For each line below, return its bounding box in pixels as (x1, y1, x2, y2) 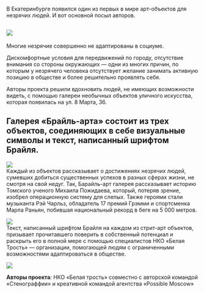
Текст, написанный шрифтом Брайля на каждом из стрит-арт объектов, (6, 224, 194, 231)
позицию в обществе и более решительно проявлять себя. (6, 73, 161, 81)
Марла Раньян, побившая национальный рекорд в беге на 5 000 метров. (6, 206, 197, 213)
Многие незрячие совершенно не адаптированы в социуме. (6, 42, 164, 50)
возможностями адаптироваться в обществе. (6, 250, 126, 258)
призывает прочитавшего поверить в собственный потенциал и (6, 231, 173, 238)
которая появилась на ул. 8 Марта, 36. (6, 98, 107, 106)
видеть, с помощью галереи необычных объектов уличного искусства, (6, 92, 193, 99)
